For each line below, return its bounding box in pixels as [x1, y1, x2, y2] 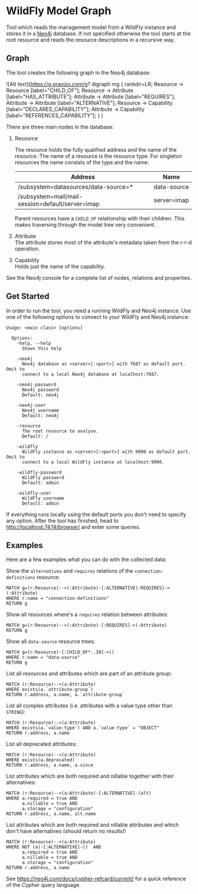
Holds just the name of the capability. [14, 263, 105, 270]
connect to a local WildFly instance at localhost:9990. [21, 459, 165, 465]
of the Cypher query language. [6, 882, 81, 889]
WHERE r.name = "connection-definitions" [6, 595, 110, 602]
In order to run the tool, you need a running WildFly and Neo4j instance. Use [6, 307, 192, 314]
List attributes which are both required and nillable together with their [6, 772, 174, 780]
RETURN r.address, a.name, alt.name [6, 811, 96, 817]
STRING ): [6, 709, 26, 716]
